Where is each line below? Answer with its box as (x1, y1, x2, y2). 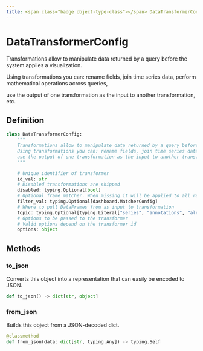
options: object (17, 226, 59, 233)
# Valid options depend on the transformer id (17, 221, 137, 227)
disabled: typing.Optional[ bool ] (17, 187, 101, 194)
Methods (6, 243, 41, 254)
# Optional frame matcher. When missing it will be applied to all (17, 193, 190, 199)
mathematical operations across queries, (6, 79, 108, 87)
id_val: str (17, 176, 47, 182)
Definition (6, 115, 44, 125)
